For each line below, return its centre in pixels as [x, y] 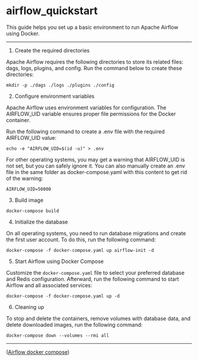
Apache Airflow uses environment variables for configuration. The [86, 107]
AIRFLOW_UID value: [32, 137]
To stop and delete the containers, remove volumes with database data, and [98, 318]
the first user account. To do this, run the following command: [81, 239]
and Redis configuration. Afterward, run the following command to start [93, 279]
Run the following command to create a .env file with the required [85, 132]
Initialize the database [41, 222]
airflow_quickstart [52, 11]
